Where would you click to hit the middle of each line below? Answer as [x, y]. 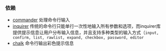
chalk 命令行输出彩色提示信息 [43, 43]
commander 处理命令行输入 [41, 20]
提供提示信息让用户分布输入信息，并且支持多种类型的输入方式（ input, [86, 33]
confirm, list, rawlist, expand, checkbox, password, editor [78, 38]
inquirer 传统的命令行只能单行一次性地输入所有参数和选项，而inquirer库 [87, 26]
